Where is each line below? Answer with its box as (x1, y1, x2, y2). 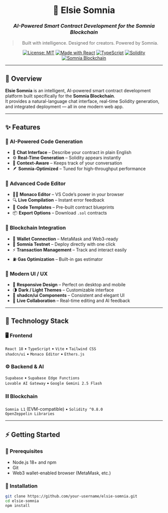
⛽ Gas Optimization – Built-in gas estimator (12, 256, 103, 262)
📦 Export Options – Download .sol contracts (12, 210, 107, 216)
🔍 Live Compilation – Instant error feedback (12, 197, 105, 203)
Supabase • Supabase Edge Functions (5, 375, 80, 381)
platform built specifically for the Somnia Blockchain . (5, 93, 115, 99)
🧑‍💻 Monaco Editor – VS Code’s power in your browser (12, 192, 124, 198)
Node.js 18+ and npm (12, 459, 56, 465)
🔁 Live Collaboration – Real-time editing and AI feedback (12, 297, 130, 303)
